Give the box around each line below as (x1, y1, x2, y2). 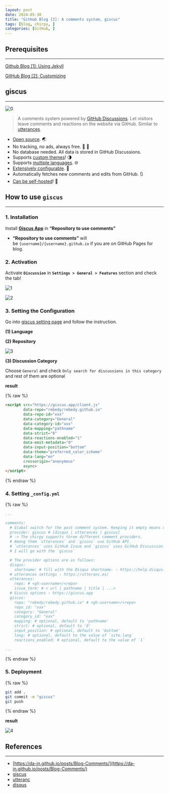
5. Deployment (5, 668, 42, 675)
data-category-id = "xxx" (23, 421, 73, 426)
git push (5, 699, 24, 704)
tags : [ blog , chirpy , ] (5, 21, 55, 27)
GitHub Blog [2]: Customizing (5, 73, 66, 79)
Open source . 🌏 (12, 136, 47, 142)
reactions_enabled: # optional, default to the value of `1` (14, 637, 145, 642)
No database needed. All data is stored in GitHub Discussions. (12, 148, 142, 155)
